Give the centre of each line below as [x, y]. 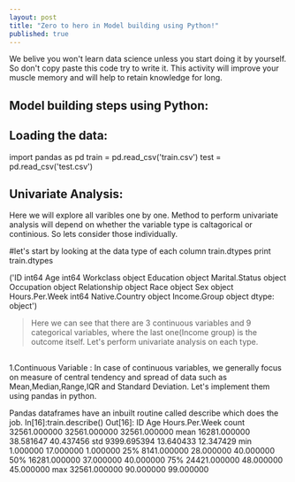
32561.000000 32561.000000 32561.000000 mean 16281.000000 [129, 432]
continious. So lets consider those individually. [94, 234]
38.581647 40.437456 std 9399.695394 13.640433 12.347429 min [131, 441]
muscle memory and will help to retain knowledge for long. [116, 78]
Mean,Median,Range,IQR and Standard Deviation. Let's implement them [140, 386]
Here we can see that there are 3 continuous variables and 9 [141, 323]
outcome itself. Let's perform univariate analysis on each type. [144, 342]
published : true [39, 34]
